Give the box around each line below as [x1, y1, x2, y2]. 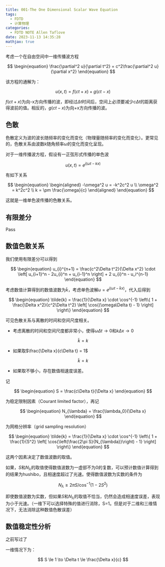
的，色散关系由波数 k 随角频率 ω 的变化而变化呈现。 [5, 141, 106, 147]
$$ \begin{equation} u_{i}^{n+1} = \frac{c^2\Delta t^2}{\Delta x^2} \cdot [10, 266, 156, 271]
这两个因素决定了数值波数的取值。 [5, 454, 75, 460]
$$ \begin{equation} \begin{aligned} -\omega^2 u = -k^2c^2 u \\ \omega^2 [7, 182, 159, 188]
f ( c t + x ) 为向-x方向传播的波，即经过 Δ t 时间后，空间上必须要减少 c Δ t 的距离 [5, 99, 154, 104]
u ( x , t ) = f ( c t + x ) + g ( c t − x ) [55, 88, 111, 94]
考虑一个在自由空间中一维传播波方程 [5, 53, 79, 59]
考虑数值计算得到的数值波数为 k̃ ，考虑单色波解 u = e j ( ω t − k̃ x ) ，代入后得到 [5, 286, 151, 293]
